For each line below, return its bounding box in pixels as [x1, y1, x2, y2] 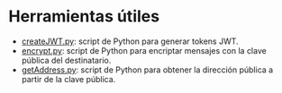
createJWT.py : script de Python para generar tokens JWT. [21, 36, 240, 46]
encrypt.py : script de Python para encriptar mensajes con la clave [21, 45, 267, 55]
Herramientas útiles [8, 6, 159, 27]
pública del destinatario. [21, 55, 112, 65]
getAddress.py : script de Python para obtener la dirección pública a [21, 64, 274, 75]
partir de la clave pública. [21, 73, 116, 84]
